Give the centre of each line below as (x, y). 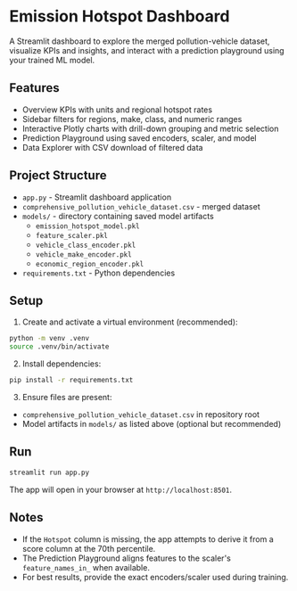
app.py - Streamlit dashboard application (97, 197)
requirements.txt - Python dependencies (99, 273)
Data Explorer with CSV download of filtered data (112, 147)
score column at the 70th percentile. (89, 548)
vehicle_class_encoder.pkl (86, 245)
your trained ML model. (52, 60)
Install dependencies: (62, 364)
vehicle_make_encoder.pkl (83, 254)
